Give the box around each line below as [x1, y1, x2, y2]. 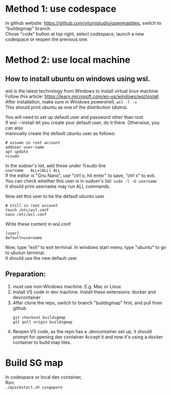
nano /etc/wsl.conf [5, 212, 47, 217]
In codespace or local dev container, [5, 374, 82, 380]
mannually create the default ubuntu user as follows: [5, 130, 116, 136]
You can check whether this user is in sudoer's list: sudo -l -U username [5, 178, 157, 184]
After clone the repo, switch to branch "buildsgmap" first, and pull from [12, 300, 162, 306]
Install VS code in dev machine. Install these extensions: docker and [12, 289, 156, 295]
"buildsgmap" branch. [5, 25, 52, 31]
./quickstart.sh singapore [5, 385, 63, 390]
